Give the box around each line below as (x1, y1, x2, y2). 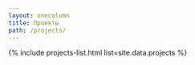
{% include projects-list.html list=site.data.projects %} (8, 48, 188, 58)
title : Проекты (8, 19, 59, 27)
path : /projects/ (8, 26, 67, 34)
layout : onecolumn (8, 11, 70, 20)
